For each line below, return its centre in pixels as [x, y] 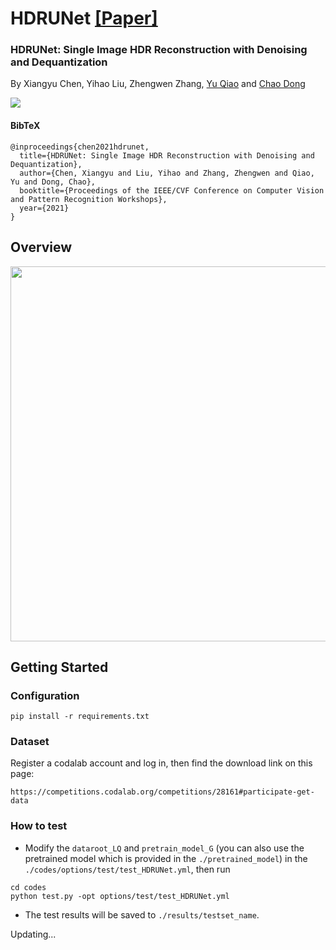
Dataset [30, 742]
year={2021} [44, 208]
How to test [39, 826]
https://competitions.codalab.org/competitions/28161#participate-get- [162, 792]
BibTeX [25, 126]
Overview [41, 247]
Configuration [45, 695]
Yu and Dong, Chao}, [53, 182]
